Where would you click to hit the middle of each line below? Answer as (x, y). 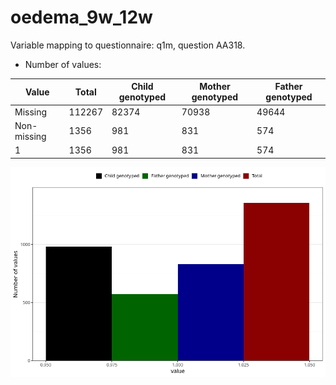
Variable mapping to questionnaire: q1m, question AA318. (128, 45)
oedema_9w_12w (81, 17)
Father (288, 87)
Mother (215, 87)
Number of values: (63, 64)
